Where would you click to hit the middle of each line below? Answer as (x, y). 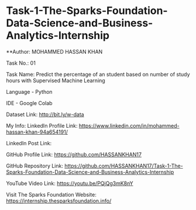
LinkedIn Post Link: (29, 143)
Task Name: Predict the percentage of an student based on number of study (98, 74)
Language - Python (29, 92)
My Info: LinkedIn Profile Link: (42, 125)
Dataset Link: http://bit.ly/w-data (45, 114)
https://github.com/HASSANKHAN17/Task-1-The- (123, 166)
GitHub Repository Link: (35, 166)
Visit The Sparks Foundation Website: (51, 194)
